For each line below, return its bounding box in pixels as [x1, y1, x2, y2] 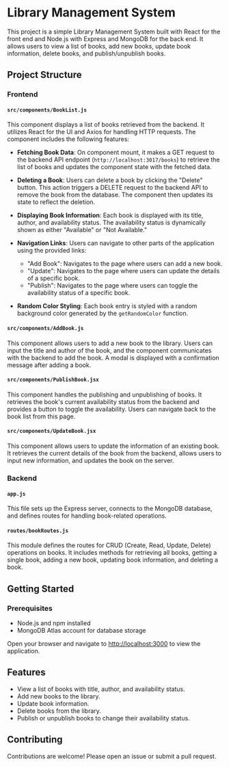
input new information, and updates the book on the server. [7, 457, 174, 465]
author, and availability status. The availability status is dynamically [16, 218, 206, 227]
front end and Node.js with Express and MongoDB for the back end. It [7, 34, 204, 42]
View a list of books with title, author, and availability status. [16, 685, 186, 693]
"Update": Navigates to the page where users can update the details [27, 267, 220, 275]
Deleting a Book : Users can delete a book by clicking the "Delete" [16, 176, 203, 184]
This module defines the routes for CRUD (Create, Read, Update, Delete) [7, 541, 211, 549]
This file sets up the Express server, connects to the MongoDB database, [7, 505, 213, 513]
